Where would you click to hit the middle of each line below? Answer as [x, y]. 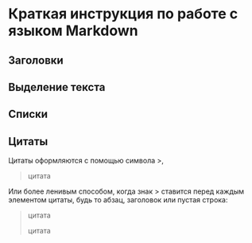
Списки [28, 114]
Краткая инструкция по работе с [123, 14]
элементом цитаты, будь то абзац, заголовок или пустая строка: [118, 200]
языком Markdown [73, 31]
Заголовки [36, 60]
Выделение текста [57, 87]
